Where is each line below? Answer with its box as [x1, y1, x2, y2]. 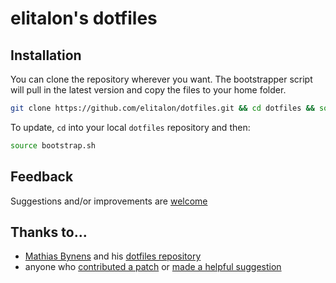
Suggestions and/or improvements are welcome [10, 195, 208, 207]
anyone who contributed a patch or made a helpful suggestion [24, 261, 282, 273]
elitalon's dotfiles [10, 7, 158, 30]
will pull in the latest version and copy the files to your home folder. [10, 84, 287, 96]
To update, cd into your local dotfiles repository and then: [10, 121, 251, 133]
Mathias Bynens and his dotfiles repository [24, 250, 202, 262]
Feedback [10, 168, 74, 186]
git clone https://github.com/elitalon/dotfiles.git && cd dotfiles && [10, 103, 315, 113]
